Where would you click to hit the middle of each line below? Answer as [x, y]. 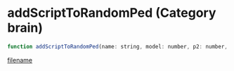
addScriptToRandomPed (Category [112, 13]
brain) [25, 28]
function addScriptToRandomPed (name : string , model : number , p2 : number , [118, 46]
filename [20, 60]
